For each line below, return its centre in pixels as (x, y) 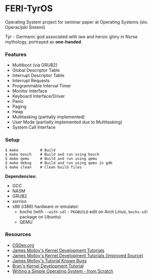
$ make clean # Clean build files (44, 167)
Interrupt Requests (31, 80)
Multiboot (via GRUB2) (35, 65)
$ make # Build (30, 150)
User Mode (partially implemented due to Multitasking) (67, 122)
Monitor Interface (30, 91)
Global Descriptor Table (36, 70)
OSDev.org (23, 245)
